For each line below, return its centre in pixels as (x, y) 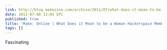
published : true (22, 19)
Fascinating (17, 42)
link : (11, 10)
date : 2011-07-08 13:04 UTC (34, 14)
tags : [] (14, 28)
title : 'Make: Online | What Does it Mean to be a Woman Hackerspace (79, 24)
